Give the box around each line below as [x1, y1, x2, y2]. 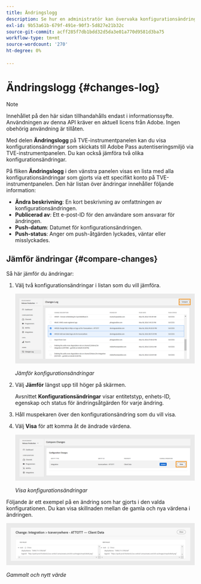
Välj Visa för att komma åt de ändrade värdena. [14, 422, 132, 430]
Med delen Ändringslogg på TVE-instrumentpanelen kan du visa [6, 136, 166, 144]
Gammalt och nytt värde [6, 571, 67, 579]
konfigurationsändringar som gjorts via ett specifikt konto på [6, 174, 156, 181]
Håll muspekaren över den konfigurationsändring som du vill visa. [14, 411, 176, 418]
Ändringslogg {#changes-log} [6, 81, 160, 94]
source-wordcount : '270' [6, 41, 68, 47]
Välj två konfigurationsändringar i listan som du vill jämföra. [14, 281, 161, 288]
